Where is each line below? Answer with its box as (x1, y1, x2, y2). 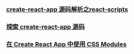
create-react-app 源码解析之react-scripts (6, 5, 128, 13)
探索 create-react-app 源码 (6, 23, 85, 31)
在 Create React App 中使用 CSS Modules (6, 40, 127, 48)
